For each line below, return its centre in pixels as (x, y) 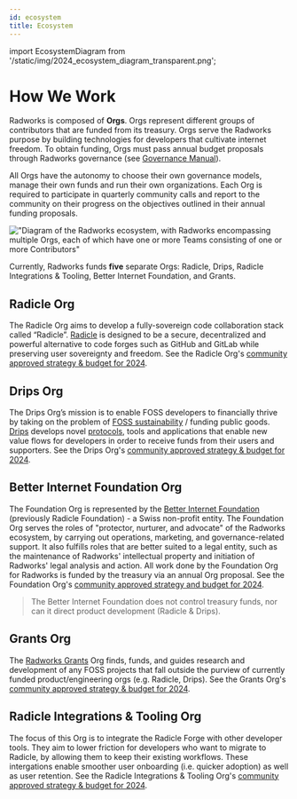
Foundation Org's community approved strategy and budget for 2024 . (137, 584)
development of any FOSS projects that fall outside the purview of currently (147, 669)
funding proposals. (43, 213)
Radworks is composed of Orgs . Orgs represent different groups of (132, 121)
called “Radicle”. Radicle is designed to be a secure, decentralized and (138, 335)
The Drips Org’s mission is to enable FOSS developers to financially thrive (144, 413)
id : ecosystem (35, 17)
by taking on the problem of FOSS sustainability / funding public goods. (140, 422)
